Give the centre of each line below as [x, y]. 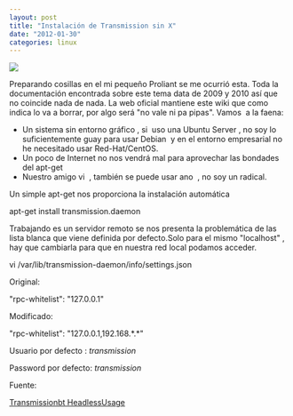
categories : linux [43, 42]
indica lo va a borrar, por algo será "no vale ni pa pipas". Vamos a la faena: [146, 113]
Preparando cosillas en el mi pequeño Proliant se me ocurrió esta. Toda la [144, 84]
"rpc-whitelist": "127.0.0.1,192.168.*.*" [76, 333]
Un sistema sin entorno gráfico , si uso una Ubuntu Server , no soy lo [149, 130]
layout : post [33, 17]
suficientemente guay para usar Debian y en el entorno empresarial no [152, 140]
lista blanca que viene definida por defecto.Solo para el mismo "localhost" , [147, 238]
